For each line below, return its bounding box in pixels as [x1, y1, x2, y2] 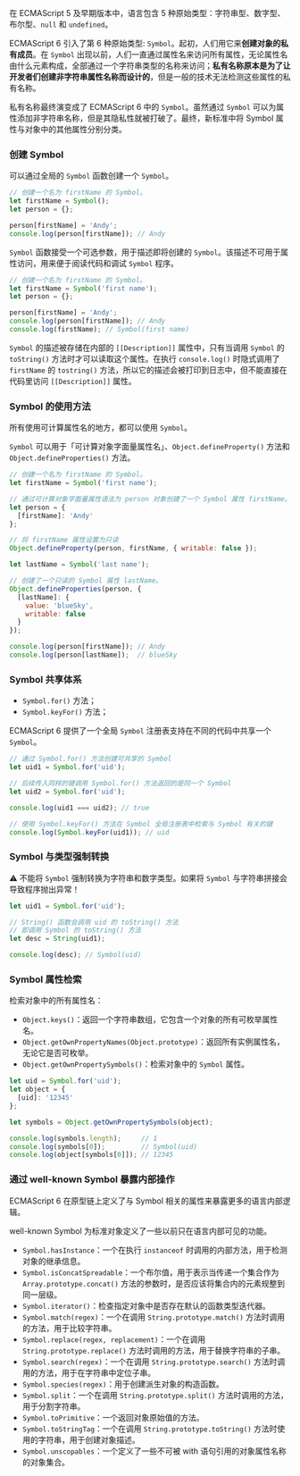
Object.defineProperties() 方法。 [9, 452, 136, 463]
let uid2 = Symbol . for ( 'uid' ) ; [9, 787, 126, 796]
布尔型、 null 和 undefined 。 [9, 19, 113, 29]
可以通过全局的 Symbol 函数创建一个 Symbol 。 [9, 171, 174, 181]
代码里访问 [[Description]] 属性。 [9, 375, 137, 386]
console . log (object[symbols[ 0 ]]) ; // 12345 [9, 1151, 174, 1160]
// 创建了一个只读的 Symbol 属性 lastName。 [9, 576, 162, 585]
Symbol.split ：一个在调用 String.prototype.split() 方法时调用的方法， [21, 1389, 288, 1400]
